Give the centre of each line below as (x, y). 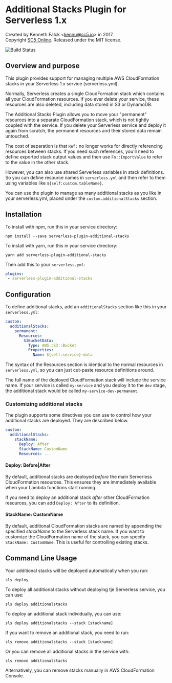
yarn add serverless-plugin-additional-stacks (56, 255)
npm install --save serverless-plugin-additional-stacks (67, 236)
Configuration (28, 294)
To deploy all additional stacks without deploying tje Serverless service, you (85, 589)
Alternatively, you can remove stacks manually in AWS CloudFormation (80, 670)
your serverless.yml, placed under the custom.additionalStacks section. (81, 198)
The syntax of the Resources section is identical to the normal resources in (84, 365)
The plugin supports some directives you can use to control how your (79, 415)
